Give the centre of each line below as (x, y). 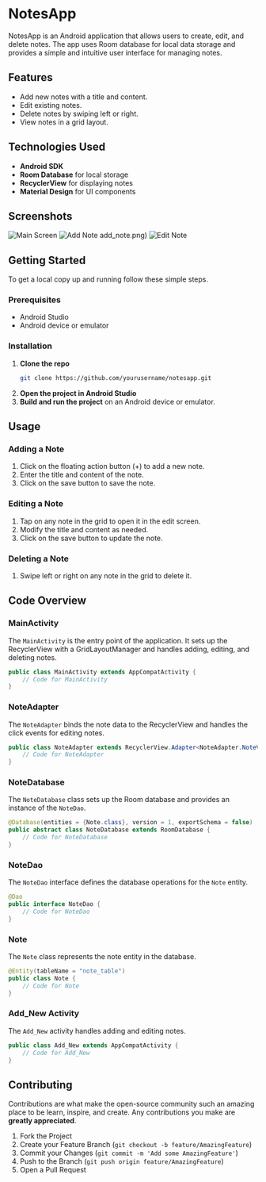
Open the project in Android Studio (78, 393)
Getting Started (47, 260)
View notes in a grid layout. (64, 122)
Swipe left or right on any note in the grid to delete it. (106, 575)
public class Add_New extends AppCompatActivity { (93, 1045)
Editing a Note (36, 504)
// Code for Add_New (56, 1053)
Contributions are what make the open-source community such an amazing (131, 1104)
